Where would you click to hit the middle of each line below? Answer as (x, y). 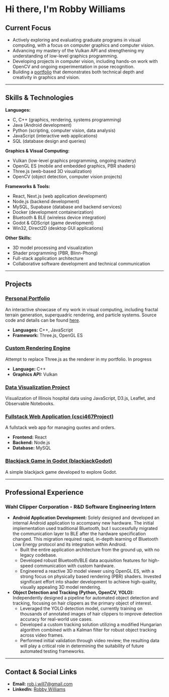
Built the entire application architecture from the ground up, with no (90, 550)
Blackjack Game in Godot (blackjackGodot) (59, 461)
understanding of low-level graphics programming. (65, 56)
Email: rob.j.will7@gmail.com (43, 684)
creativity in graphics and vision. (46, 77)
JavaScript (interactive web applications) (55, 136)
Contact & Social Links (41, 672)
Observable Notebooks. (30, 404)
